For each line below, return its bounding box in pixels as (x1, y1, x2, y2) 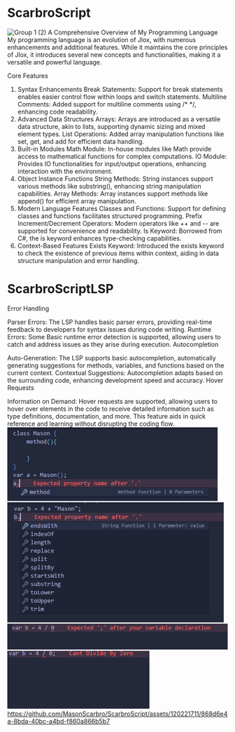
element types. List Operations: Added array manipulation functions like (17, 130, 225, 138)
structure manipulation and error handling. (17, 256, 140, 264)
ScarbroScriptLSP (7, 281, 114, 297)
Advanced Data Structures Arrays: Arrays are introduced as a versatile (17, 114, 221, 123)
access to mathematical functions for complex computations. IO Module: (17, 152, 227, 161)
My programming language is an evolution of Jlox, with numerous (7, 35, 197, 43)
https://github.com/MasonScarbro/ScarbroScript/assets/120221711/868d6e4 (7, 710, 228, 718)
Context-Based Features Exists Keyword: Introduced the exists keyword (17, 241, 225, 250)
